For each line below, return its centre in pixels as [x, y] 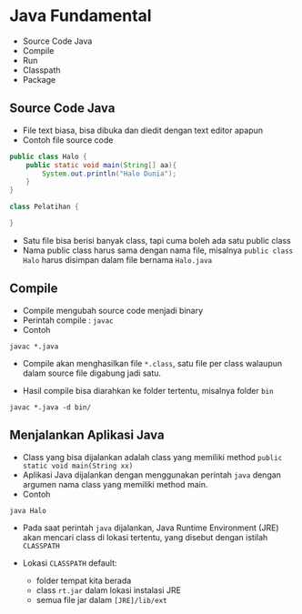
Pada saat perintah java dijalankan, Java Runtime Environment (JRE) [151, 528]
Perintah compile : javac [68, 320]
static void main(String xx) [78, 466]
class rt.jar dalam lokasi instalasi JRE [109, 590]
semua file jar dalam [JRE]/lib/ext [101, 599]
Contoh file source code [68, 140]
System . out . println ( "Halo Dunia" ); [110, 174]
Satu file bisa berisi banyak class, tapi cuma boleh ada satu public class [156, 240]
